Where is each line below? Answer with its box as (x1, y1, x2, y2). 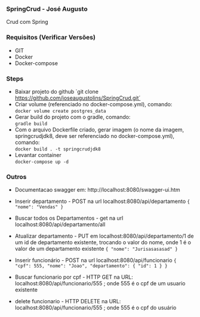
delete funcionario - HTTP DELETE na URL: (14, 298, 121, 305)
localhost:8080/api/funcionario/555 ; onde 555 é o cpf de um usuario (14, 280, 186, 287)
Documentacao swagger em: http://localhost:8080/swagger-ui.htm (14, 186, 180, 193)
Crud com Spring (6, 19, 49, 26)
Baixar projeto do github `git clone (14, 88, 99, 95)
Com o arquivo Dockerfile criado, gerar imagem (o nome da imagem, (14, 126, 184, 133)
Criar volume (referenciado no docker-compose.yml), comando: (14, 100, 173, 107)
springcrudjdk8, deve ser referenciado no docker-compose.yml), (14, 132, 175, 139)
